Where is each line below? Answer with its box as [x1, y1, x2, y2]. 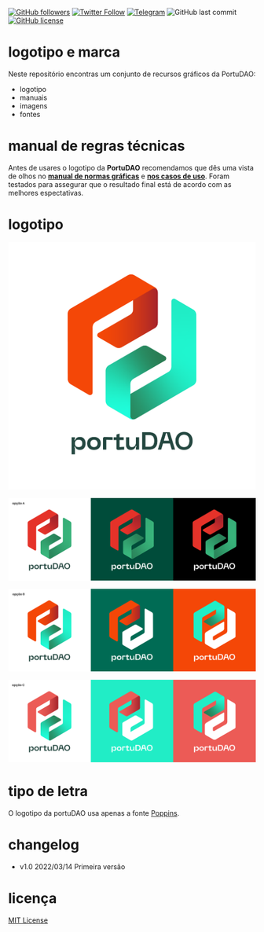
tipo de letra [8, 783, 89, 800]
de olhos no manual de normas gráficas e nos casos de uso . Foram [8, 171, 230, 181]
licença [8, 889, 57, 907]
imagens [19, 101, 48, 110]
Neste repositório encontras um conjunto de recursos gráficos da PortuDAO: [8, 69, 256, 79]
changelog [8, 835, 80, 853]
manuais [19, 93, 48, 102]
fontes [19, 109, 41, 119]
